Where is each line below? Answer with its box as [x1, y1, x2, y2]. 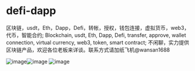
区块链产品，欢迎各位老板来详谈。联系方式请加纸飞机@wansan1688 [6, 46, 170, 53]
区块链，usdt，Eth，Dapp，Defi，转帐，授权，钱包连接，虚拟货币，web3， [6, 24, 190, 31]
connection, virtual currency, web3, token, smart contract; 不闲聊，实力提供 [6, 39, 190, 46]
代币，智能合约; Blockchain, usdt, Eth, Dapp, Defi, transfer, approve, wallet [6, 31, 186, 39]
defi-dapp [6, 4, 56, 18]
